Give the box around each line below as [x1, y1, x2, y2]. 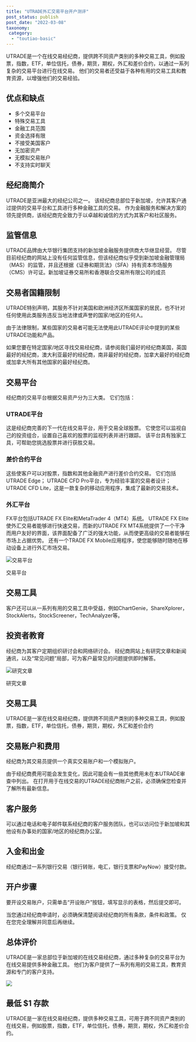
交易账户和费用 [6, 741, 60, 751]
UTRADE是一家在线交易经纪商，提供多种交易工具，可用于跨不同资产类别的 [6, 1015, 185, 1022]
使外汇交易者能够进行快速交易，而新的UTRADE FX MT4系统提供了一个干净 [6, 522, 185, 529]
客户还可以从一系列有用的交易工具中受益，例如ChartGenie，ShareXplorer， [6, 604, 188, 611]
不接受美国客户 [14, 139, 51, 147]
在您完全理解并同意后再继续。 [6, 918, 78, 925]
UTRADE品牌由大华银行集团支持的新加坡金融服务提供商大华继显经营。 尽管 [6, 247, 187, 254]
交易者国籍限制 [6, 288, 60, 298]
